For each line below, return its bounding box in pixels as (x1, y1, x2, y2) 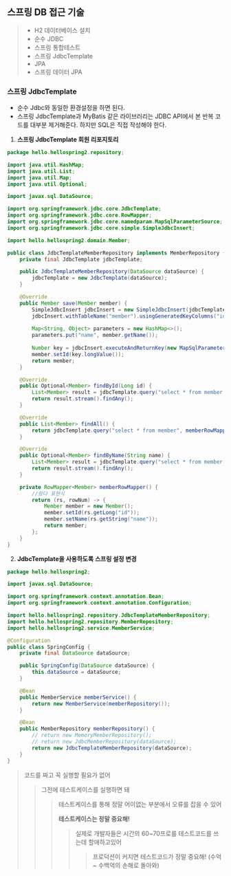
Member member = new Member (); (43, 503, 134, 510)
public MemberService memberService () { (19, 694, 137, 701)
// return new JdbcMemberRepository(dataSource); (32, 738, 177, 745)
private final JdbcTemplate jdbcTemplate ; (19, 256, 143, 263)
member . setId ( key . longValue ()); (32, 351, 125, 358)
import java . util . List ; (7, 168, 76, 175)
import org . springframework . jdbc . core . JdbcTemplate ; (7, 206, 162, 212)
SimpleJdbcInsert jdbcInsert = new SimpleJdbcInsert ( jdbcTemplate (32, 306, 226, 313)
